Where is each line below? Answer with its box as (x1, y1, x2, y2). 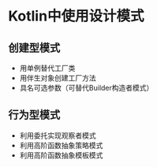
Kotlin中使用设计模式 (8, 7, 144, 25)
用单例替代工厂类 (19, 64, 76, 72)
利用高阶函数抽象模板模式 (19, 150, 103, 160)
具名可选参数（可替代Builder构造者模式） (19, 83, 154, 92)
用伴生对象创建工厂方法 (19, 73, 96, 83)
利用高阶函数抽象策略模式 (19, 140, 103, 150)
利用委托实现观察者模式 (19, 131, 96, 140)
